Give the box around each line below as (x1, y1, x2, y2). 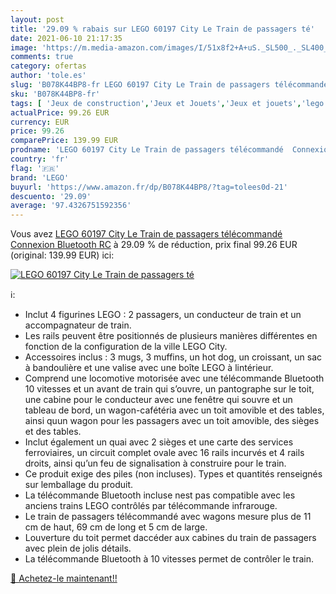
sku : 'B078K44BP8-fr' (10, 89, 101, 99)
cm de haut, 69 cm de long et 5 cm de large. (24, 521, 208, 533)
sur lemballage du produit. (24, 479, 134, 491)
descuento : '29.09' (10, 191, 92, 201)
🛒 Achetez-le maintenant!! (10, 572, 118, 585)
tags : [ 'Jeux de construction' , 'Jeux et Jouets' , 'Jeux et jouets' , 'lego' (10, 98, 329, 108)
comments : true (10, 52, 74, 62)
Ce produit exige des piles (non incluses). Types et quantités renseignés (24, 468, 323, 480)
